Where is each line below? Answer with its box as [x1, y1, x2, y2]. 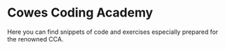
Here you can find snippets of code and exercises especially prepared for [7, 28, 219, 36]
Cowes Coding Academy [7, 5, 153, 21]
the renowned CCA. [7, 35, 64, 43]
